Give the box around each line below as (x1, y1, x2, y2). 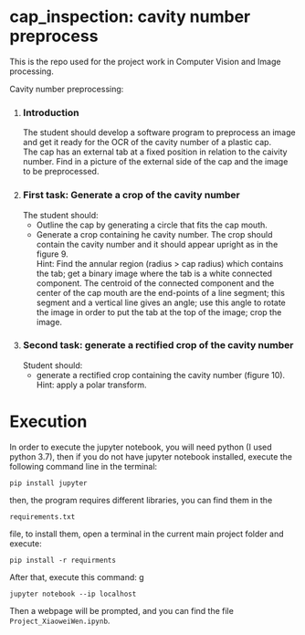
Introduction (22, 106, 79, 119)
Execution (9, 411, 88, 432)
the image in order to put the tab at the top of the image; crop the (36, 306, 282, 317)
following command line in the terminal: (9, 460, 158, 471)
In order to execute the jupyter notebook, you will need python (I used (9, 441, 272, 452)
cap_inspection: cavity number (9, 6, 251, 27)
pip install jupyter (9, 478, 89, 488)
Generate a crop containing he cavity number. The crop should (36, 228, 273, 239)
